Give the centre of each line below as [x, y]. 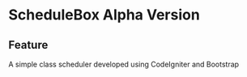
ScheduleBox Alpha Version [104, 15]
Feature [28, 45]
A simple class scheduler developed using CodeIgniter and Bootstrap [124, 64]
